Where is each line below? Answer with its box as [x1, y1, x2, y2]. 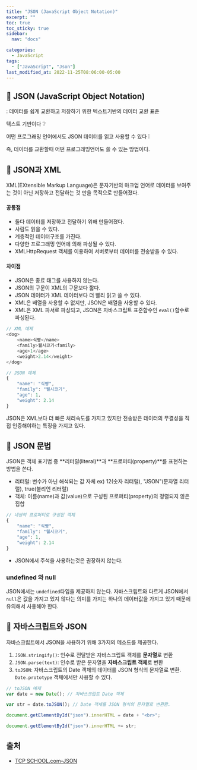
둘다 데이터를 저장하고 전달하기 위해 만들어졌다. [14, 218, 125, 225]
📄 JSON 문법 [6, 441, 52, 451]
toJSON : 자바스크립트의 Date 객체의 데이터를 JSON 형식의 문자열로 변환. [14, 666, 182, 673]
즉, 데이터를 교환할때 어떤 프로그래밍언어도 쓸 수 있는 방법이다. [6, 146, 150, 153]
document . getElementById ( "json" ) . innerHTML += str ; [6, 723, 136, 729]
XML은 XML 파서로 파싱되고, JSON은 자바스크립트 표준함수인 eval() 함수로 [14, 307, 190, 314]
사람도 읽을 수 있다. [14, 225, 59, 232]
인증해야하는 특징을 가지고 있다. [12, 422, 85, 429]
